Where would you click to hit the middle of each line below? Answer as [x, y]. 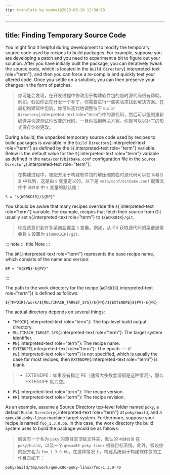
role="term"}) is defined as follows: [42, 293]
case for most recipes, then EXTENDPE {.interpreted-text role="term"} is [85, 359]
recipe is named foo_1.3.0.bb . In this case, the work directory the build [79, 423]
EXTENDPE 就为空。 [46, 382]
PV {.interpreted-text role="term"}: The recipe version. [68, 392]
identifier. [23, 338]
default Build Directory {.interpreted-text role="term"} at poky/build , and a [84, 412]
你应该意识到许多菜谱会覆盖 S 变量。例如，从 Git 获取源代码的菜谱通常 [91, 228]
